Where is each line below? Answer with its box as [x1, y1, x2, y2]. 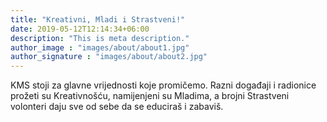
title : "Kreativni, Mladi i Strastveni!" [10, 14, 186, 25]
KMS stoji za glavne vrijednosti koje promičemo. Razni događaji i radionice [10, 79, 317, 91]
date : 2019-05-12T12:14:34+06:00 [10, 24, 150, 34]
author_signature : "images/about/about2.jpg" [10, 52, 208, 62]
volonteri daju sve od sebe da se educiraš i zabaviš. [10, 101, 224, 113]
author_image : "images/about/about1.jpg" [10, 42, 190, 53]
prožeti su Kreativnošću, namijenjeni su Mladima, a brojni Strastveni [10, 90, 290, 102]
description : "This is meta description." [10, 33, 190, 43]
